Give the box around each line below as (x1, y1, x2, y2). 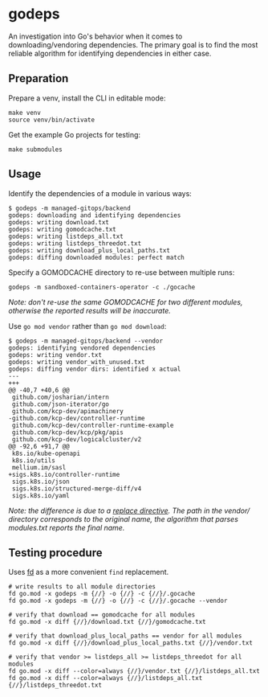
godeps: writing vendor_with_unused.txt (8, 358, 146, 366)
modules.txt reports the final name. (8, 523, 125, 532)
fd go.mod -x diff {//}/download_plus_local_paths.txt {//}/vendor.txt (8, 639, 253, 647)
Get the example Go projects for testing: (8, 129, 141, 139)
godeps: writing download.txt (8, 218, 110, 226)
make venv (8, 109, 42, 117)
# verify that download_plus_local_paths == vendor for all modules (8, 632, 242, 640)
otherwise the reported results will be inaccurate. (8, 305, 171, 315)
